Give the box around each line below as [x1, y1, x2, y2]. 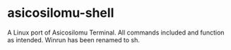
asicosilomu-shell [7, 5, 114, 21]
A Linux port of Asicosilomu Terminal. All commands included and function [7, 28, 225, 37]
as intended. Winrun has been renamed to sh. [7, 35, 140, 44]
